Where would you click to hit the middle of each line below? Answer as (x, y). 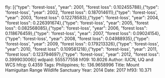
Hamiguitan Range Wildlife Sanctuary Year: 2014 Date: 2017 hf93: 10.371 (78, 70)
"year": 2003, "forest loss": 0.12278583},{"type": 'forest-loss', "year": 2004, (82, 18)
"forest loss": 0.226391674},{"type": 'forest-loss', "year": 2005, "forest (77, 23)
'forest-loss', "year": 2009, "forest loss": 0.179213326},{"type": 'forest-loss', (82, 44)
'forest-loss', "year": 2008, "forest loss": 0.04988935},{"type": (86, 39)
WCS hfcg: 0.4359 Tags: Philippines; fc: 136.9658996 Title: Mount (72, 65)
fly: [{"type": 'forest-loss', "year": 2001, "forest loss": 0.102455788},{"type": (82, 7)
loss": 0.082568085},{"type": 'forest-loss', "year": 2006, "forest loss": (76, 28)
